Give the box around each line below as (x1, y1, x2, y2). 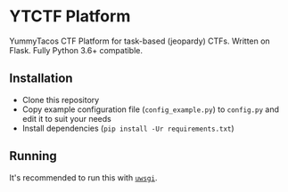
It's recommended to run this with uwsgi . (9, 172, 158, 183)
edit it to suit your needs (21, 113, 111, 124)
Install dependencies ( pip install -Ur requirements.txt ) (21, 123, 235, 133)
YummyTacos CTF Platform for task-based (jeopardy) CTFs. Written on (9, 36, 270, 46)
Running (9, 148, 58, 164)
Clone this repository (21, 94, 100, 105)
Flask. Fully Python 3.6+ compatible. (9, 44, 144, 55)
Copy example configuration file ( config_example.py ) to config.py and (21, 104, 279, 115)
